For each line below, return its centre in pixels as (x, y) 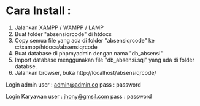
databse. (26, 66)
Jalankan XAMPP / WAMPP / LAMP (59, 27)
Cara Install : (38, 11)
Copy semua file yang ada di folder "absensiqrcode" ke (84, 40)
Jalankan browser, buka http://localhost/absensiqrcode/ (86, 72)
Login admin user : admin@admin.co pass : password (74, 84)
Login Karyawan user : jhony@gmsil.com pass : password (79, 96)
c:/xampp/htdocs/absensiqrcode (56, 47)
